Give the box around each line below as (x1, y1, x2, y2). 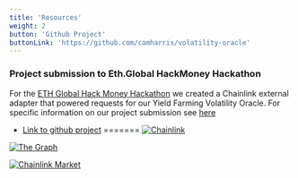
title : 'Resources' (9, 13, 83, 22)
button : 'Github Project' (9, 30, 106, 38)
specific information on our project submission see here (9, 106, 216, 117)
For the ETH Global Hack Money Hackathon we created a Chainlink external (9, 88, 289, 98)
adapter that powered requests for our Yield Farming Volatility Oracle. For (9, 97, 281, 108)
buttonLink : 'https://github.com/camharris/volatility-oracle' (9, 38, 251, 47)
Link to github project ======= (22, 124, 141, 135)
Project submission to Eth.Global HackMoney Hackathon (9, 68, 262, 81)
